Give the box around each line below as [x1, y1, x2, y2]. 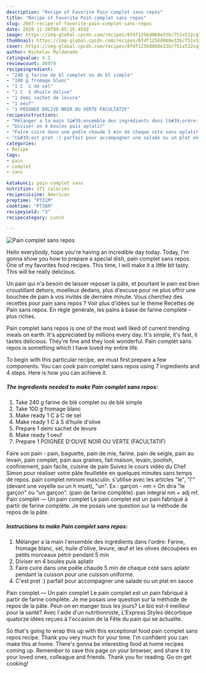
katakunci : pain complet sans [6, 180, 84, 186]
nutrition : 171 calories [6, 186, 70, 192]
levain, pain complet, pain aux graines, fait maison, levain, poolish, [6, 456, 174, 464]
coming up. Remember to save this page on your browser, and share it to [6, 647, 190, 655]
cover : [6, 44, 23, 50]
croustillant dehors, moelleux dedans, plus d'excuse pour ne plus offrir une [6, 286, 196, 294]
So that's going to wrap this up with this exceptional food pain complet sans [6, 628, 198, 635]
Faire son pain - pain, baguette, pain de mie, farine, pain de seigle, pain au [6, 450, 194, 457]
